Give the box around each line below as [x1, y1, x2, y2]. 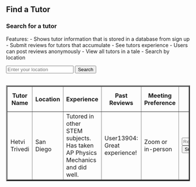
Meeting [148, 91, 172, 100]
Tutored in [66, 112, 94, 120]
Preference [143, 98, 176, 107]
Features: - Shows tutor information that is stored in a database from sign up [6, 35, 190, 43]
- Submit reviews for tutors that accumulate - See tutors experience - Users [6, 41, 188, 48]
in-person [143, 145, 173, 153]
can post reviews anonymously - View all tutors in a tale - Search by [6, 48, 170, 55]
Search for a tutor [6, 22, 57, 30]
